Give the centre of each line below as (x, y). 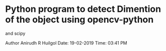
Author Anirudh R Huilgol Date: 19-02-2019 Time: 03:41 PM (66, 43)
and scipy (15, 33)
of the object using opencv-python (79, 20)
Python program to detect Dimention (83, 9)
